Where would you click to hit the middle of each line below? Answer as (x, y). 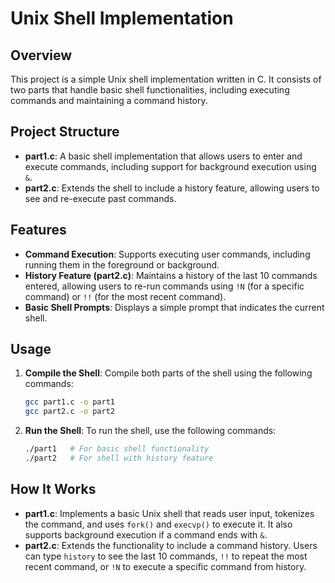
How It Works (53, 489)
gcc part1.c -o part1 (69, 402)
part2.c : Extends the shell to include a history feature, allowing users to (172, 188)
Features (38, 230)
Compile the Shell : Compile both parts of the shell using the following (168, 373)
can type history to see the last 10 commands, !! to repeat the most (166, 556)
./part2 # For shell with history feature (119, 458)
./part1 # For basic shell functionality (117, 449)
